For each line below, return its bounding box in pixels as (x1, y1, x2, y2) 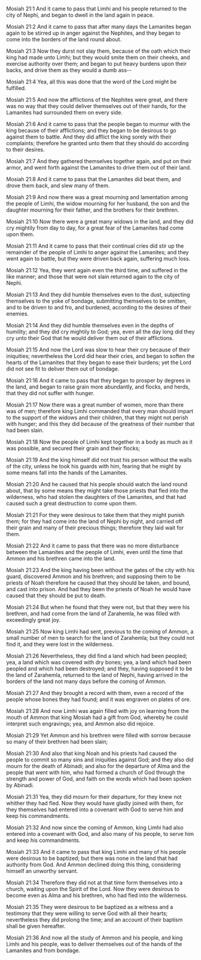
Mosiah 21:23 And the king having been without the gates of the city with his (6, 567, 195, 573)
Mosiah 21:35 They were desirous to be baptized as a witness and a (6, 904, 173, 910)
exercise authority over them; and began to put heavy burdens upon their (6, 60, 187, 67)
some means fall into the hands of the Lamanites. (6, 469, 127, 476)
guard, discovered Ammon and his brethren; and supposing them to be (6, 573, 181, 580)
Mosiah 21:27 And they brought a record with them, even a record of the (6, 690, 184, 696)
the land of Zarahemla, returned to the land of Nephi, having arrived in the (6, 672, 188, 678)
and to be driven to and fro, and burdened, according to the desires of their (6, 304, 191, 311)
